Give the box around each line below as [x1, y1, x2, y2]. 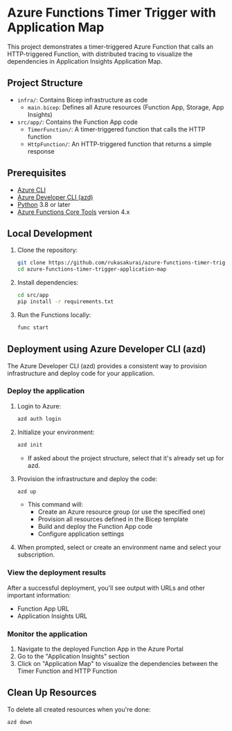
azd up [17, 488, 37, 495]
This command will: [27, 500, 83, 509]
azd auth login [17, 415, 62, 422]
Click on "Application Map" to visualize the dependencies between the [17, 660, 218, 668]
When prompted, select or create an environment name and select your [17, 543, 222, 552]
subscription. [17, 550, 55, 559]
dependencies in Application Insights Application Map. [7, 57, 163, 65]
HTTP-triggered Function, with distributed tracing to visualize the [7, 50, 193, 58]
